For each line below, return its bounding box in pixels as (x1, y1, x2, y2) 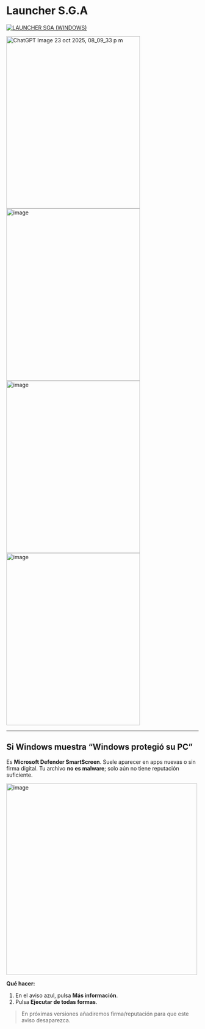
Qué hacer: (6, 979, 35, 987)
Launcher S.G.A (6, 4, 88, 18)
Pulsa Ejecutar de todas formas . (15, 998, 98, 1005)
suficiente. (6, 771, 33, 778)
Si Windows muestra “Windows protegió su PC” (6, 742, 193, 752)
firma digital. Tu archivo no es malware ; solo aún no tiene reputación (6, 764, 179, 772)
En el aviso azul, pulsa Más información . (15, 992, 118, 999)
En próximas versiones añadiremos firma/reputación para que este (21, 1010, 189, 1017)
